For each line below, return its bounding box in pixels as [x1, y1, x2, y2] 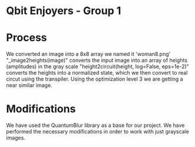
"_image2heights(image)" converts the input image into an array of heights [6, 57, 187, 64]
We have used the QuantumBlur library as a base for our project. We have [6, 122, 185, 129]
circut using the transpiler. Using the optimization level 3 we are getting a [6, 75, 184, 83]
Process [6, 31, 47, 45]
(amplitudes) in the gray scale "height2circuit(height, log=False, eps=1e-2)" [6, 63, 190, 70]
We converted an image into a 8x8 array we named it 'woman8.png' [6, 51, 171, 58]
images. [6, 134, 25, 142]
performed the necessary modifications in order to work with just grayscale [6, 128, 190, 135]
